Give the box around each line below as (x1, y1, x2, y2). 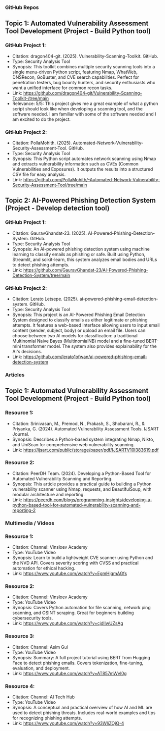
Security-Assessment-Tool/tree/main (12, 182, 87, 188)
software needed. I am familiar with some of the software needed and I (12, 111, 156, 117)
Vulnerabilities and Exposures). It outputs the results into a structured (12, 166, 153, 172)
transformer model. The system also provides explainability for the (22, 343, 157, 349)
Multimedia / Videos (5, 520, 55, 526)
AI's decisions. (12, 348, 42, 354)
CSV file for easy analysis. (12, 171, 66, 177)
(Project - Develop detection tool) (5, 204, 110, 212)
